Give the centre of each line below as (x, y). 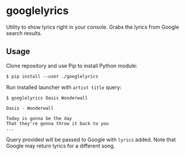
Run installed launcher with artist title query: (64, 87)
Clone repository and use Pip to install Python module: (72, 66)
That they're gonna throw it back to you (58, 123)
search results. (24, 33)
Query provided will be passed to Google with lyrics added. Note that (91, 139)
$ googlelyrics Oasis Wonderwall (47, 98)
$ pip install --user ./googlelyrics (52, 76)
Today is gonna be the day (39, 118)
